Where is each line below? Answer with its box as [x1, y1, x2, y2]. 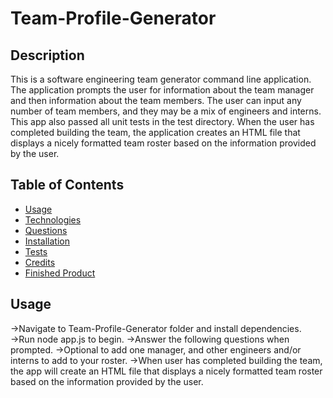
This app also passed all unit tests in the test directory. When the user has [10, 116, 315, 127]
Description [10, 47, 85, 64]
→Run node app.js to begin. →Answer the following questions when [10, 333, 290, 345]
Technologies [24, 213, 82, 226]
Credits [24, 256, 56, 268]
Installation [24, 235, 71, 247]
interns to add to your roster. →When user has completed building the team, [10, 354, 323, 366]
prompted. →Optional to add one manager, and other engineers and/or [10, 343, 302, 356]
